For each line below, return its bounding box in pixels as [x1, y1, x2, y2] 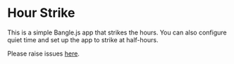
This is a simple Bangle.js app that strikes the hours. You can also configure [7, 28, 227, 37]
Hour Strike [7, 5, 75, 21]
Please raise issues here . [7, 49, 80, 58]
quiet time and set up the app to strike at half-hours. [7, 35, 159, 44]
